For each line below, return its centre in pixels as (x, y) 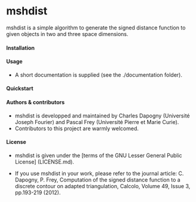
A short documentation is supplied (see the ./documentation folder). (98, 75)
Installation (20, 48)
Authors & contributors (36, 102)
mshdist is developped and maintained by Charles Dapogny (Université (102, 116)
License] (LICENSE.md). (45, 162)
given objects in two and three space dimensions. (67, 34)
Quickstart (20, 89)
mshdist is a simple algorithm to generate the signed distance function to (96, 28)
